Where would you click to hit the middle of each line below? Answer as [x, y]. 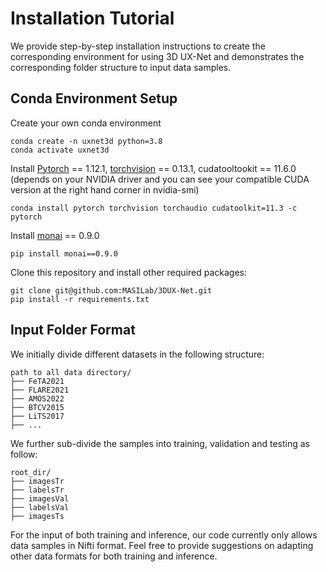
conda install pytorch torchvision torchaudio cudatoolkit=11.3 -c [154, 208]
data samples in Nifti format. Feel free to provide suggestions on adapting [162, 545]
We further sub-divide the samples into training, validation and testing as [160, 443]
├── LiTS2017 [37, 416]
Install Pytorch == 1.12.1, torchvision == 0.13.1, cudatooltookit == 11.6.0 [153, 168]
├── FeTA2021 [37, 381]
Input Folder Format [73, 330]
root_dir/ [31, 472]
